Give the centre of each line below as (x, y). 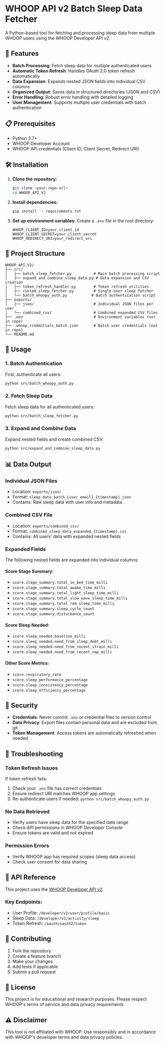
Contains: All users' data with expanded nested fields (66, 536)
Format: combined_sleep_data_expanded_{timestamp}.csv (69, 531)
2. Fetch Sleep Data (29, 396)
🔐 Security (21, 705)
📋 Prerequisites (30, 124)
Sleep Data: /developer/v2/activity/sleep (56, 918)
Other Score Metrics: (27, 663)
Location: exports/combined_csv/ (46, 526)
